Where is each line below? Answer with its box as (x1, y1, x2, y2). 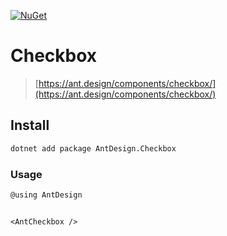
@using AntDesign (10, 190, 83, 200)
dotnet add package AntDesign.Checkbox (10, 143, 177, 154)
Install (10, 117, 50, 134)
